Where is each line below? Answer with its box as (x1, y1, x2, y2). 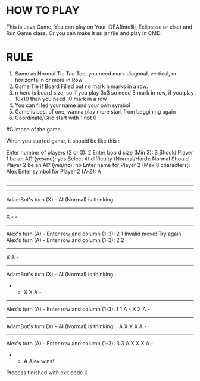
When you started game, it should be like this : (6, 137, 120, 144)
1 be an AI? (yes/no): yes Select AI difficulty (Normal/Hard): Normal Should (6, 155, 189, 162)
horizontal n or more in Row (14, 76, 83, 83)
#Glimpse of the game (6, 125, 61, 133)
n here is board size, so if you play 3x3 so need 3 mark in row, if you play (14, 89, 195, 96)
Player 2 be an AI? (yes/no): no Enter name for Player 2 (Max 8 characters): (6, 161, 190, 168)
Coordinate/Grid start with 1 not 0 (14, 114, 97, 121)
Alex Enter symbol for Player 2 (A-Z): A (6, 168, 101, 175)
